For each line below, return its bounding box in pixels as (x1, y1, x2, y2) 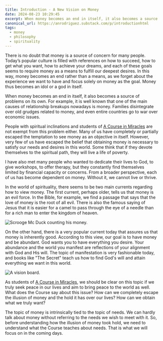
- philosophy (9, 35, 36, 40)
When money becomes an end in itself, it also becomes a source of (5, 93, 140, 99)
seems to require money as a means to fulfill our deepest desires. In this (5, 68, 150, 74)
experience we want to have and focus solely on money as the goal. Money (5, 78, 157, 84)
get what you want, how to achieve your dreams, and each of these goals (5, 63, 152, 68)
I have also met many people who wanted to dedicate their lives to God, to (5, 159, 154, 164)
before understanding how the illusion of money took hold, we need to (5, 319, 146, 325)
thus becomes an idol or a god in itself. (5, 84, 83, 90)
